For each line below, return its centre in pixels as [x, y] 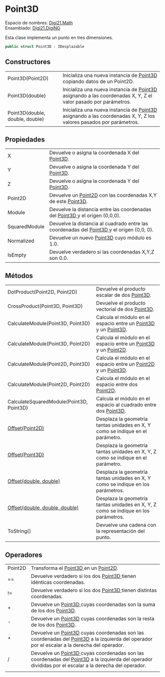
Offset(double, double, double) [43, 508]
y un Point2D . [112, 350]
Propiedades [25, 140]
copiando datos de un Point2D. [98, 81]
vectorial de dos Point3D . [125, 309]
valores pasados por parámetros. [101, 122]
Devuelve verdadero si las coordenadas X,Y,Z [102, 252]
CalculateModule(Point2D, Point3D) [49, 364]
